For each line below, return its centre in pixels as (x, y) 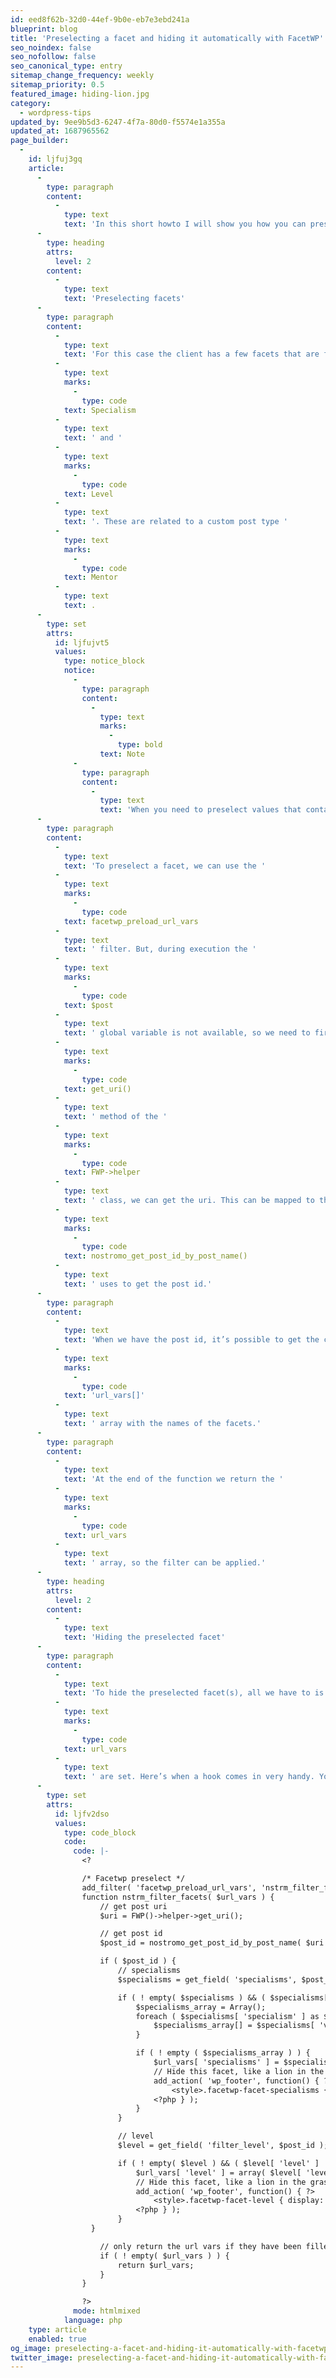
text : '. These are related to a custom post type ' (175, 522)
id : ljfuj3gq (55, 159)
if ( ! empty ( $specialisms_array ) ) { (223, 2053)
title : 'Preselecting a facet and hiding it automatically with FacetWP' (167, 38)
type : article (57, 2329)
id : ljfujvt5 (82, 642)
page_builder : (40, 141)
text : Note (122, 754)
